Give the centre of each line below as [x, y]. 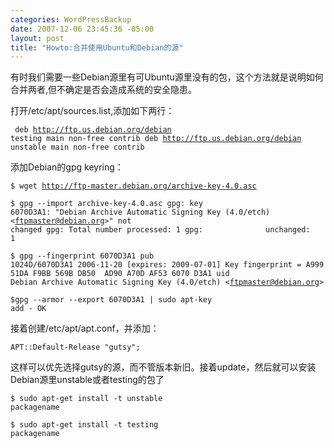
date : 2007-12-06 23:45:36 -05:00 [82, 29]
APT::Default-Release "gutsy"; [75, 347]
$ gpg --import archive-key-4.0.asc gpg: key [106, 204]
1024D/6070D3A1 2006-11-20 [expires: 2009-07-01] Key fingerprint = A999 [167, 265]
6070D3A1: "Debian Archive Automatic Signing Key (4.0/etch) [140, 212]
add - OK [28, 309]
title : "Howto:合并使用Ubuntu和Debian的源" [97, 47]
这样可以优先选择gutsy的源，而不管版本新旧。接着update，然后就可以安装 [163, 367]
